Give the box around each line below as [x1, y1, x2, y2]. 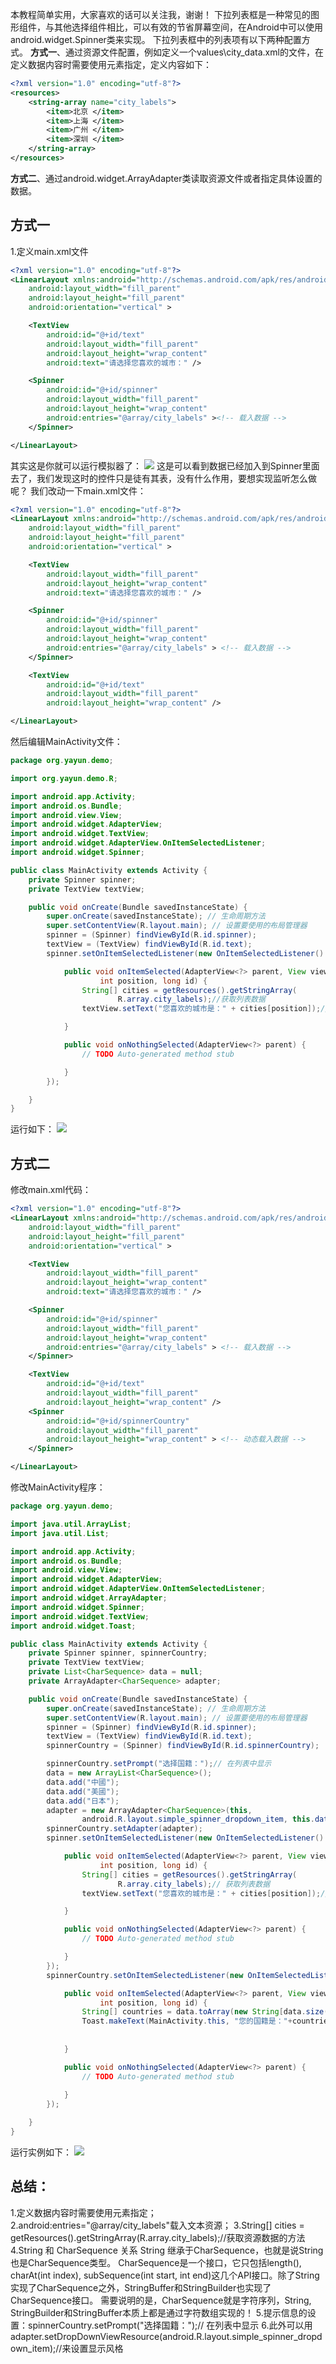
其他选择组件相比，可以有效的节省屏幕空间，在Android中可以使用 [53, 21, 323, 33]
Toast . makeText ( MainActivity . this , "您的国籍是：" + [81, 2016, 293, 2027]
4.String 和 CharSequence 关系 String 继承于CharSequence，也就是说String [10, 2244, 324, 2256]
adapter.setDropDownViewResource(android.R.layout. [10, 2330, 233, 2342]
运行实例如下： [10, 2146, 72, 2158]
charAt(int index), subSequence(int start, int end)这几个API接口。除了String [10, 2269, 320, 2281]
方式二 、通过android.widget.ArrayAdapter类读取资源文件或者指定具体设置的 [10, 172, 323, 184]
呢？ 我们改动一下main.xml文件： [10, 484, 147, 497]
